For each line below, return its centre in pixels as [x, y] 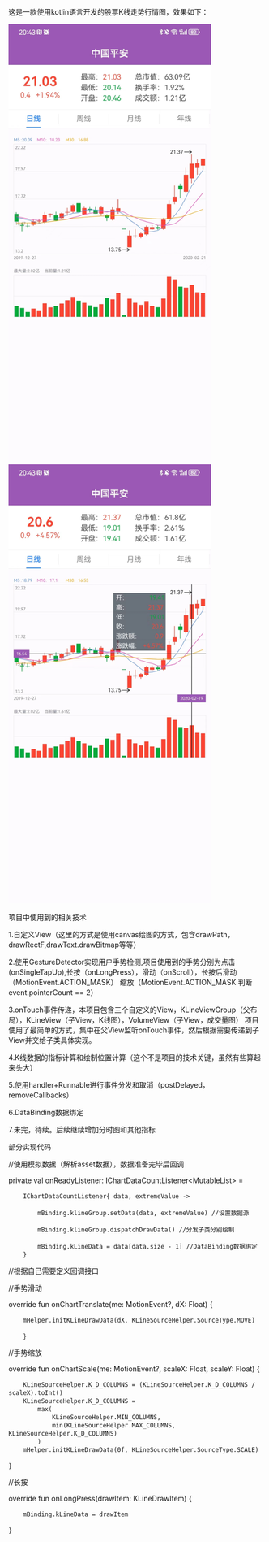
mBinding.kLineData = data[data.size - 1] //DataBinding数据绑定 [147, 1247]
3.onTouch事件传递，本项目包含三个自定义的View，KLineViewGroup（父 [129, 1010]
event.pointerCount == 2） [53, 993]
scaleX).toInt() [36, 1393]
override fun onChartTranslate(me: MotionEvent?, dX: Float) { [111, 1305]
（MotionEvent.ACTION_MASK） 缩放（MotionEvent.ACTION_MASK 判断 [130, 983]
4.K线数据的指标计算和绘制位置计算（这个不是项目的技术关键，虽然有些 [128, 1058]
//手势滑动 [26, 1288]
